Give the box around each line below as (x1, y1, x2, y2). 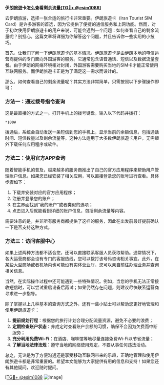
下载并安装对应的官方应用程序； (12, 189, 77, 195)
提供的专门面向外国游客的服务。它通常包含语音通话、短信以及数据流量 (13, 56, 155, 62)
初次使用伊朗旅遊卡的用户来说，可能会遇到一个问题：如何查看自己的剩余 (9, 27, 155, 33)
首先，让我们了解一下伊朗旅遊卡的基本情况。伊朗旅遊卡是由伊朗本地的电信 (5, 50, 155, 56)
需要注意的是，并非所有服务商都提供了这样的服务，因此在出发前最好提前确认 (5, 218, 159, 224)
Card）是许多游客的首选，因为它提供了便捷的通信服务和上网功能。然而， (5, 21, 152, 27)
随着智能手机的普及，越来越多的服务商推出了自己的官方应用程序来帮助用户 (5, 167, 155, 172)
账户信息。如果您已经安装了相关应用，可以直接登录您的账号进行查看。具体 (9, 173, 159, 179)
